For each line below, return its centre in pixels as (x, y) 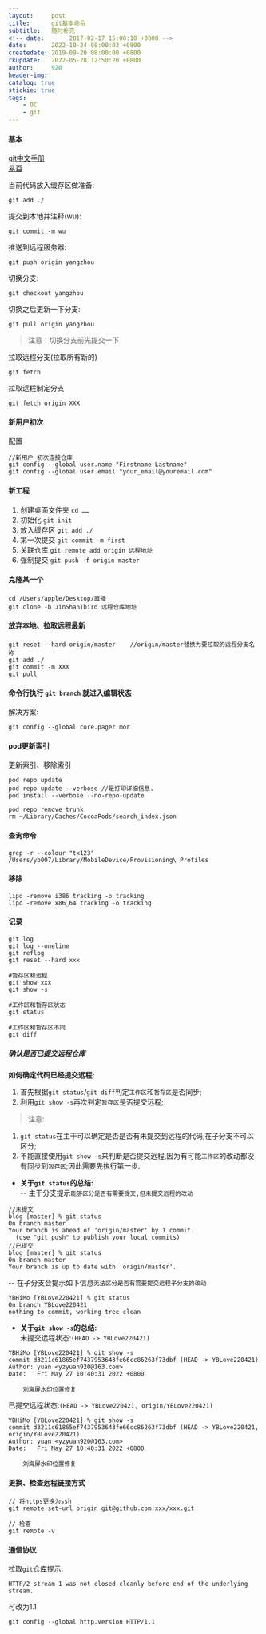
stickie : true (32, 90)
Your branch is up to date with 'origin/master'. (93, 1267)
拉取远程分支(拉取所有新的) (53, 358)
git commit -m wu (37, 232)
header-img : (28, 75)
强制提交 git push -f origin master (79, 560)
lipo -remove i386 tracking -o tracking (77, 896)
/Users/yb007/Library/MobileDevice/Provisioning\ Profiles (109, 860)
